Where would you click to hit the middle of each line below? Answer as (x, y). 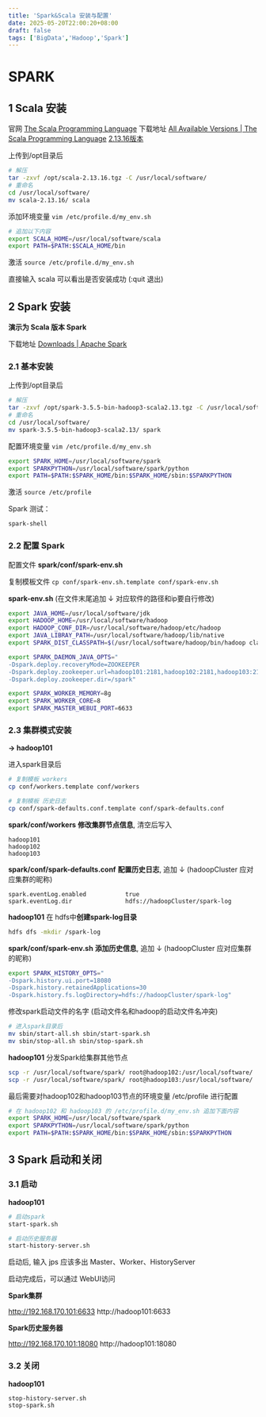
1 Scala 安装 (38, 108)
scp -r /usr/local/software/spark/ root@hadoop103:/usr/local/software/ (131, 1080)
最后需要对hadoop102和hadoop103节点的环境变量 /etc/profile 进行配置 (123, 1095)
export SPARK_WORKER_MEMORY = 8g (60, 694)
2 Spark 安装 (40, 306)
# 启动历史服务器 (32, 1238)
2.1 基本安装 (31, 366)
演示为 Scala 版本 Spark (47, 327)
